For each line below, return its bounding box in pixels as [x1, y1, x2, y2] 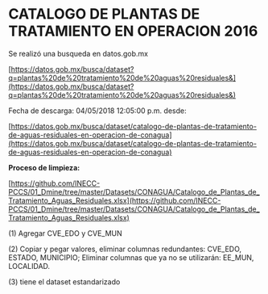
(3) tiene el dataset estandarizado [8, 276, 121, 287]
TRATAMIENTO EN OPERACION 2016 [8, 22, 258, 40]
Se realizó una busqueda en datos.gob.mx [8, 48, 149, 58]
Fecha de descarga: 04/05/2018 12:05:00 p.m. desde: [8, 106, 187, 115]
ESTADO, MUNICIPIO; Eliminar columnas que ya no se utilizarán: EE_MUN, [8, 252, 254, 262]
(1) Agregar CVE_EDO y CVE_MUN [8, 228, 122, 238]
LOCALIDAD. [8, 261, 51, 271]
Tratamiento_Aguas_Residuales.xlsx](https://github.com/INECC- [8, 195, 221, 205]
